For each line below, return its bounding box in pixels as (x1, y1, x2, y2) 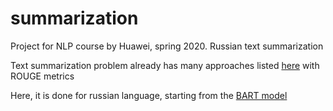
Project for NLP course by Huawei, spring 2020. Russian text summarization (10, 40, 324, 52)
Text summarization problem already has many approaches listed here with (10, 59, 320, 71)
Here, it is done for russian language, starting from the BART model (10, 89, 288, 101)
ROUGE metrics (10, 70, 75, 82)
